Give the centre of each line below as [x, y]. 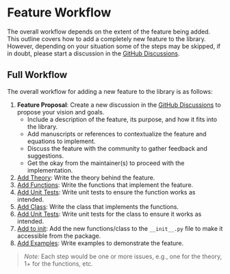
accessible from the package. [59, 236]
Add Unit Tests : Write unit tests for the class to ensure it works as [109, 214]
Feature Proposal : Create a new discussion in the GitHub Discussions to [119, 105]
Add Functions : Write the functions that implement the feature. [105, 185]
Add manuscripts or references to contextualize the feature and [117, 134]
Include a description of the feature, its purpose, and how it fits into [122, 119]
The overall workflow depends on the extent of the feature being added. [109, 32]
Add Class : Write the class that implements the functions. [98, 206]
